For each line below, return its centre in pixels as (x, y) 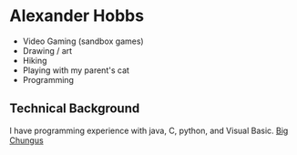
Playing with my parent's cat (76, 70)
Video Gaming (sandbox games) (83, 41)
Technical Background (75, 109)
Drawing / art (47, 50)
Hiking (35, 60)
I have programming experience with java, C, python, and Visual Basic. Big (149, 130)
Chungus (26, 140)
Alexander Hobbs (77, 16)
